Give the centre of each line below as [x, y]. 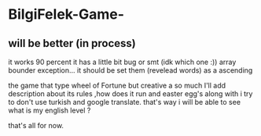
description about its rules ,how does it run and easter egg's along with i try [130, 94]
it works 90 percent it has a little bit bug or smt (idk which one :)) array [122, 62]
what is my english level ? [50, 110]
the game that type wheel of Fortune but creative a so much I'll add [117, 85]
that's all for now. [36, 125]
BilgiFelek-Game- [66, 14]
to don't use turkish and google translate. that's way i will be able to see [125, 102]
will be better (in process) [72, 43]
